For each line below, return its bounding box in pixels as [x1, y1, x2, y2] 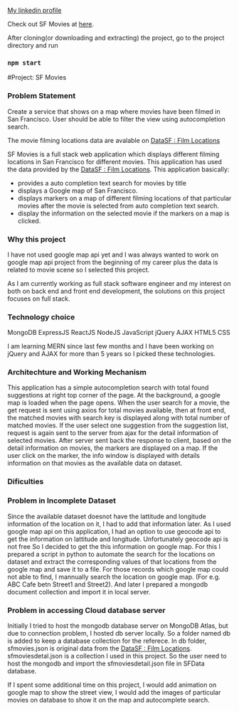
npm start [7, 58, 41, 67]
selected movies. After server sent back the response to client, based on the [7, 437, 232, 445]
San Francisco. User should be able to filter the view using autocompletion [7, 114, 225, 123]
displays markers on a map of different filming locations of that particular [17, 193, 232, 202]
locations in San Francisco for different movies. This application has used [7, 157, 223, 166]
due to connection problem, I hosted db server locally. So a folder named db [7, 629, 231, 637]
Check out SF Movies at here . [7, 20, 95, 28]
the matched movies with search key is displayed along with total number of [7, 414, 230, 422]
